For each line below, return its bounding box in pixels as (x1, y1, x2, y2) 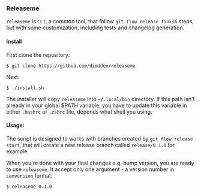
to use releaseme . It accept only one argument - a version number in (6, 166, 175, 173)
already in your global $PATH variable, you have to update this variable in (6, 102, 187, 109)
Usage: (6, 121, 25, 129)
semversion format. (6, 172, 53, 179)
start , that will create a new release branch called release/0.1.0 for (6, 141, 175, 148)
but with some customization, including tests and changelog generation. (6, 24, 185, 31)
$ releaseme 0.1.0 (6, 184, 52, 190)
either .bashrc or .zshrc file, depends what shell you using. (6, 108, 152, 115)
